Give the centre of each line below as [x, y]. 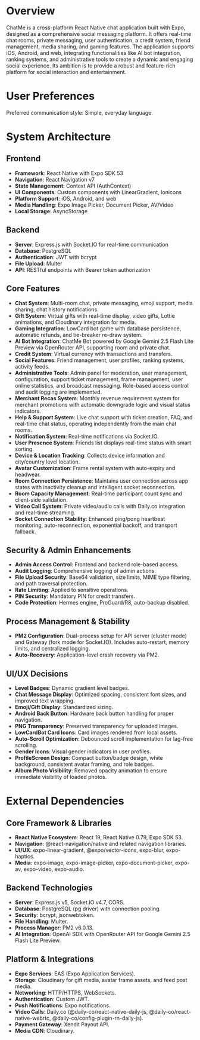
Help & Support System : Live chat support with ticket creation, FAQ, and [104, 417]
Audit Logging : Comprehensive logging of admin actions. [85, 571]
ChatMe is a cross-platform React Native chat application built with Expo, [96, 27]
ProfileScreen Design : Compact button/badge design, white [89, 757]
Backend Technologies [50, 888]
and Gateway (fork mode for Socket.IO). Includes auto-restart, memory [102, 642]
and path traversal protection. [51, 584]
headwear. [28, 474]
